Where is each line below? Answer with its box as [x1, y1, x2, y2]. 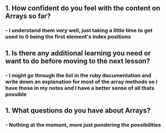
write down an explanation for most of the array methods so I [5, 78, 158, 85]
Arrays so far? [5, 12, 51, 21]
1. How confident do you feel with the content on [5, 4, 160, 13]
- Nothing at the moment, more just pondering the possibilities [5, 121, 161, 128]
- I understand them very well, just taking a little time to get [5, 27, 153, 34]
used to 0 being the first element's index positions [5, 33, 131, 40]
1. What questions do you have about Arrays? [5, 106, 151, 115]
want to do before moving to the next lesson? [5, 56, 150, 65]
